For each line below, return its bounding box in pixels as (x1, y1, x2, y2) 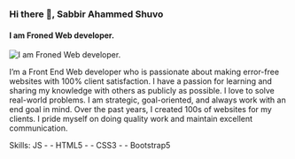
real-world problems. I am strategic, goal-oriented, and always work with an (9, 95, 286, 105)
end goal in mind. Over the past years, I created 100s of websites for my (9, 104, 272, 115)
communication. (9, 123, 68, 133)
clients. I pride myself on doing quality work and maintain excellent (9, 114, 253, 125)
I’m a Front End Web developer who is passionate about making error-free (9, 66, 280, 78)
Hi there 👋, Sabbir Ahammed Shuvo (9, 8, 164, 20)
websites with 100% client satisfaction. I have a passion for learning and (9, 76, 273, 87)
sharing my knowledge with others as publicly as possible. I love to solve (9, 86, 275, 96)
